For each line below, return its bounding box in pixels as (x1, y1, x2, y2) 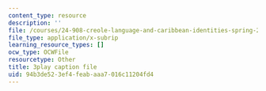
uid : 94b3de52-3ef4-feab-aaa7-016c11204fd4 (8, 70, 154, 78)
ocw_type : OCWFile (8, 48, 69, 56)
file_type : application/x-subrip (8, 33, 119, 42)
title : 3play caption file (8, 63, 97, 71)
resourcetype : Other (8, 56, 77, 64)
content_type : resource (8, 11, 87, 20)
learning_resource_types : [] (8, 41, 104, 49)
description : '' (8, 19, 62, 27)
